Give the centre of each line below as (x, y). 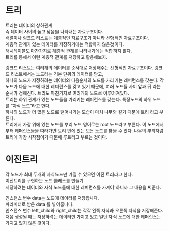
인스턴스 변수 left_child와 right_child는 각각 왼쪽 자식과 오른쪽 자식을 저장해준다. (84, 210)
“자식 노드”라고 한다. (31, 105)
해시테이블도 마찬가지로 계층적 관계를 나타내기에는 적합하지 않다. (69, 51)
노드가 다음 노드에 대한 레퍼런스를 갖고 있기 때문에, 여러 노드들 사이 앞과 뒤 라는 (83, 86)
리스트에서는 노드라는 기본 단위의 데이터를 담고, (57, 74)
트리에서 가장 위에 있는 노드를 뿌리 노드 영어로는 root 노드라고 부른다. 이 (76, 124)
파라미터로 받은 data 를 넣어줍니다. (40, 204)
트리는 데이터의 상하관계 (29, 25)
